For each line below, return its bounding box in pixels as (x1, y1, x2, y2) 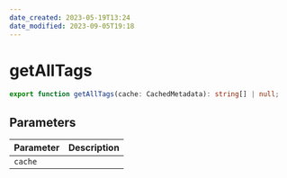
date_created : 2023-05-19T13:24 (9, 13, 130, 22)
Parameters (9, 114, 76, 130)
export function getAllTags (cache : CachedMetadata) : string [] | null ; (9, 90, 280, 99)
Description (67, 141, 120, 154)
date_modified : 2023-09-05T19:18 (9, 22, 135, 31)
